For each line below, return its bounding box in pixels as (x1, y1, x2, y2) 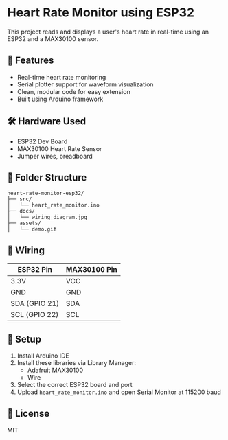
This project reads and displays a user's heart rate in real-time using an (7, 27, 209, 36)
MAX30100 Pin (65, 265, 118, 275)
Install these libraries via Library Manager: (16, 359, 136, 367)
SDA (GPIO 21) (10, 299, 60, 308)
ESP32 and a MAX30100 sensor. (7, 34, 99, 43)
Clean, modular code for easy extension (16, 87, 130, 95)
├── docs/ (7, 208, 36, 215)
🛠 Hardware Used (7, 115, 87, 128)
